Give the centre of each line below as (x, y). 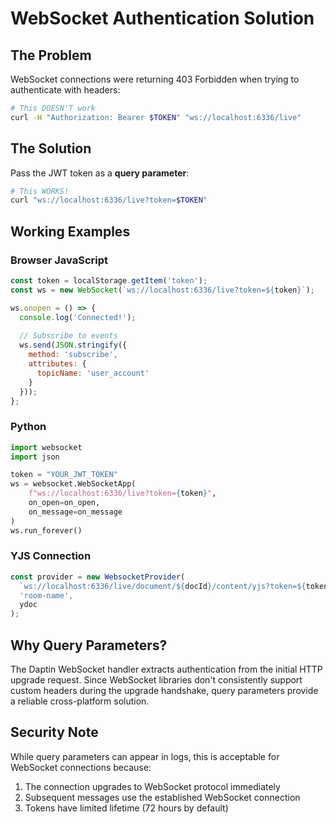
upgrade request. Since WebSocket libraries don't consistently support (156, 680)
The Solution (51, 148)
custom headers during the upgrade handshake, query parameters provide (164, 691)
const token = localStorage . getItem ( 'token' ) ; (109, 281)
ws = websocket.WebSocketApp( (73, 484)
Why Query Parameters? (89, 645)
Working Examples (70, 231)
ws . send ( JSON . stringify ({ (73, 345)
